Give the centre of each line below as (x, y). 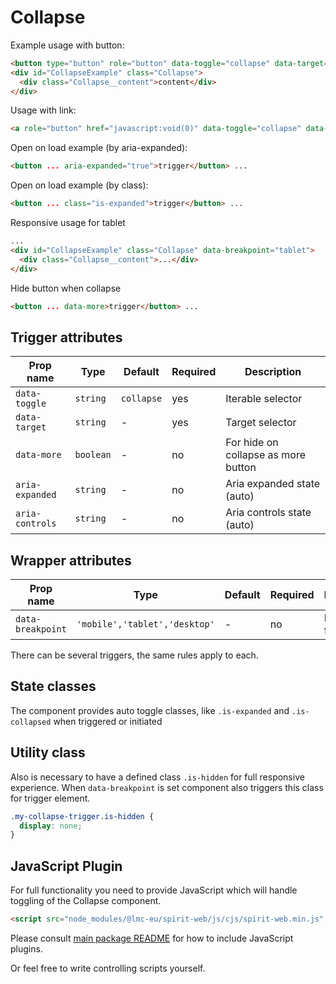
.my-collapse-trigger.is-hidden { (82, 816)
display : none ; (51, 826)
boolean (93, 455)
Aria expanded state (273, 484)
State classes (53, 686)
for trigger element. (50, 798)
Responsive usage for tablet (68, 223)
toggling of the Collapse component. (86, 901)
